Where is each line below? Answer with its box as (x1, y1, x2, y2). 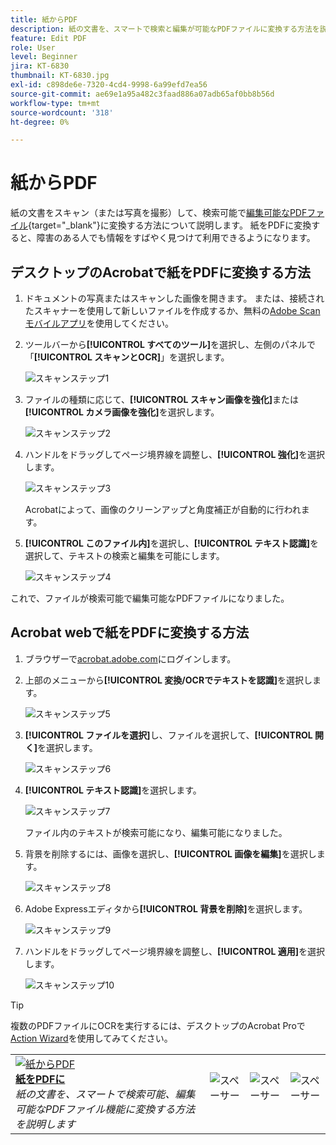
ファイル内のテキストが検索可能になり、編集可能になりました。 (24, 826, 288, 838)
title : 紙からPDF (10, 14, 78, 25)
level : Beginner (10, 52, 78, 62)
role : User (10, 42, 56, 53)
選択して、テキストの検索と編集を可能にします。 (24, 550, 225, 561)
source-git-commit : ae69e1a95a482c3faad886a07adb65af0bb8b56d (10, 89, 275, 99)
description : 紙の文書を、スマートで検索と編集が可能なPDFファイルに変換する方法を (10, 24, 320, 34)
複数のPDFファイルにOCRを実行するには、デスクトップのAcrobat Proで (10, 1019, 306, 1031)
